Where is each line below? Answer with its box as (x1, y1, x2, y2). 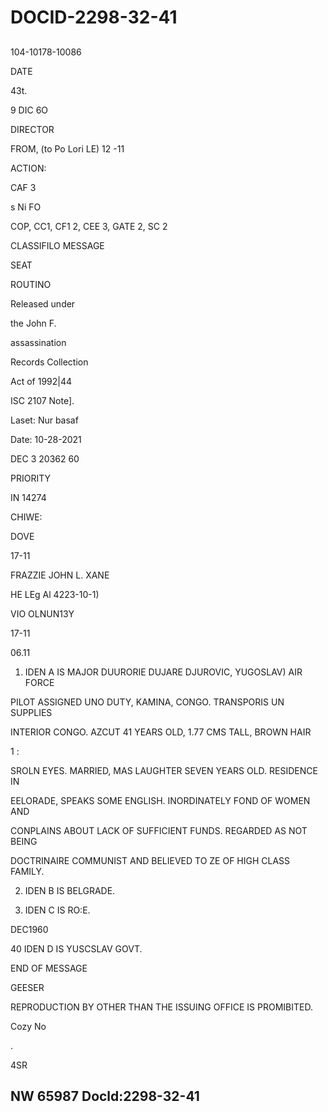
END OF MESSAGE (10, 962, 88, 974)
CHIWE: (10, 511, 43, 523)
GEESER (10, 981, 45, 993)
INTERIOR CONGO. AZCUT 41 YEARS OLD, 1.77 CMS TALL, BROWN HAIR (10, 726, 312, 738)
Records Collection (10, 356, 89, 368)
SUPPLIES (10, 706, 53, 718)
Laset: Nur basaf (10, 414, 79, 426)
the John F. (10, 317, 57, 329)
